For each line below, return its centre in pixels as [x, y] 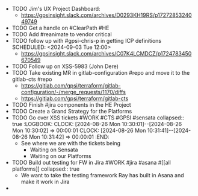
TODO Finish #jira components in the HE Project [71, 105]
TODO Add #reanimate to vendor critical [62, 34]
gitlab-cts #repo [32, 79]
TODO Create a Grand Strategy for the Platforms [72, 111]
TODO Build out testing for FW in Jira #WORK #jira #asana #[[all [91, 163]
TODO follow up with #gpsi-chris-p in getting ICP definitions [86, 41]
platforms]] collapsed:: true [46, 169]
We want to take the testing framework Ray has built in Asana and [103, 175]
